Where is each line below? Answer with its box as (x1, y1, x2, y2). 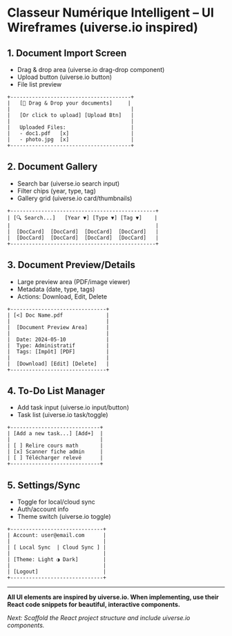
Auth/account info (17, 505, 69, 513)
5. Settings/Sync (7, 479, 81, 491)
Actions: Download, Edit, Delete (17, 292, 108, 301)
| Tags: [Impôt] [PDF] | (7, 348, 110, 355)
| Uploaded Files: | (7, 124, 135, 131)
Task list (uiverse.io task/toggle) (17, 411, 108, 419)
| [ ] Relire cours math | (7, 442, 104, 450)
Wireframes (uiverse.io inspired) (7, 19, 199, 35)
